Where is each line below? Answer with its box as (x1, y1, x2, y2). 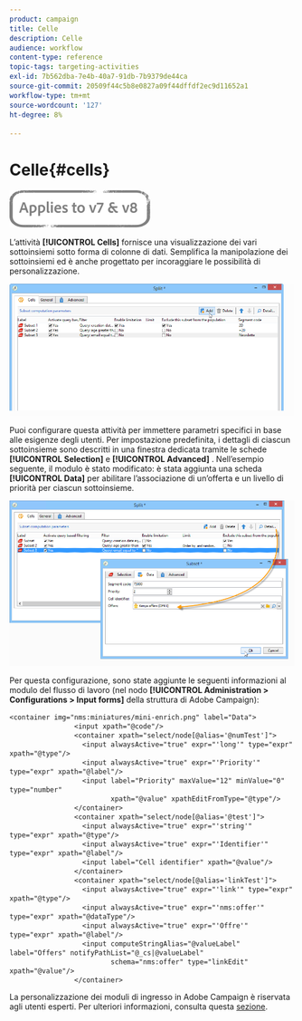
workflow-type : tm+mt (9, 91, 91, 100)
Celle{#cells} (9, 159, 110, 180)
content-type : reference (9, 53, 103, 63)
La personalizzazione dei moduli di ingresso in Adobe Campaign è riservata (9, 991, 291, 1002)
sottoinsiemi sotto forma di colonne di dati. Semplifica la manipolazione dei (9, 246, 288, 257)
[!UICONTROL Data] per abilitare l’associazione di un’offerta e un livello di (9, 473, 285, 484)
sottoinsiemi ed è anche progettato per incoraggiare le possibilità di (9, 256, 260, 267)
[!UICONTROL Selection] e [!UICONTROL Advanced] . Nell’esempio (9, 454, 265, 465)
